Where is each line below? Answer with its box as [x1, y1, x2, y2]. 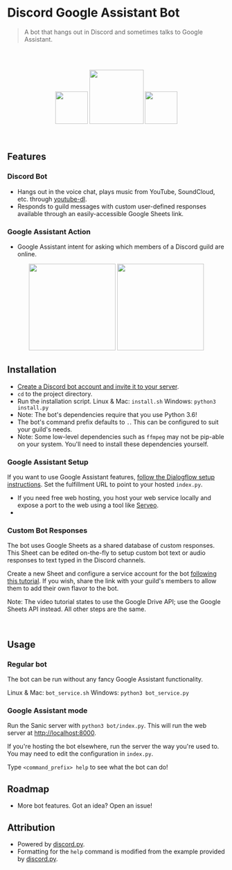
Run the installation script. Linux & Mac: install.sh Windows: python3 [17, 397, 216, 405]
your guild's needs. [17, 425, 73, 434]
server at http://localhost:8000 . [7, 729, 97, 737]
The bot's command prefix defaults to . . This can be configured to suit [17, 418, 220, 426]
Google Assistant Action [7, 227, 91, 236]
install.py [17, 404, 49, 411]
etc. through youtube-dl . [17, 195, 88, 203]
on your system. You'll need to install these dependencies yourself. [17, 440, 209, 448]
